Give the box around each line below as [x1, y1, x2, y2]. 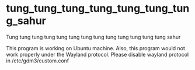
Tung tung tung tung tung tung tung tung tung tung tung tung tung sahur [6, 33, 181, 40]
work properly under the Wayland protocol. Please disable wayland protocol [6, 51, 189, 58]
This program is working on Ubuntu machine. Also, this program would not [6, 44, 186, 51]
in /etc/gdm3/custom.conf [6, 57, 69, 64]
